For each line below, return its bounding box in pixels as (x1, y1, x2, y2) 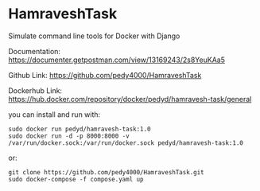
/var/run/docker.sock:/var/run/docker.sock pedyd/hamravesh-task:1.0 (8, 138, 244, 147)
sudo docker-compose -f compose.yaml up (8, 175, 145, 183)
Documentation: (8, 46, 61, 56)
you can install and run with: (8, 109, 101, 119)
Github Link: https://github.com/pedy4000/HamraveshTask (8, 70, 202, 80)
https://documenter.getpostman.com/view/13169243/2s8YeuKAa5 (8, 55, 225, 64)
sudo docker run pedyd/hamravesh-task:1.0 (8, 125, 151, 133)
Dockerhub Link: (8, 85, 62, 95)
